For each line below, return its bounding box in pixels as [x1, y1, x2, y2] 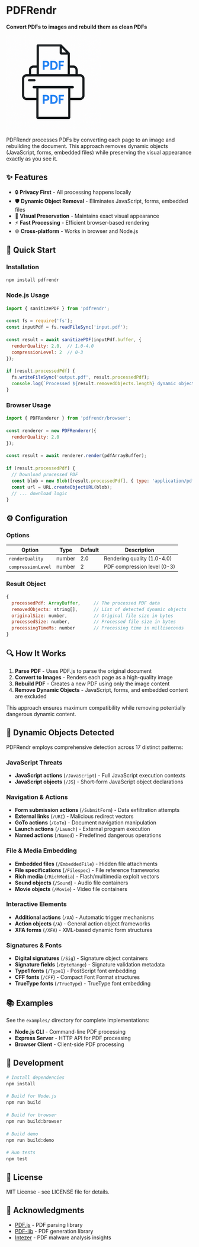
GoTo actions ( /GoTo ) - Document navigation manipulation [14, 819, 157, 826]
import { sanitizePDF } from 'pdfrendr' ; [6, 306, 110, 311]
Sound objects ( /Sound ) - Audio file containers [14, 879, 129, 886]
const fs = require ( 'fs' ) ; [6, 318, 73, 324]
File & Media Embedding [6, 846, 77, 855]
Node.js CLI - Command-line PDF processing [14, 1028, 126, 1035]
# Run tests [6, 1150, 36, 1156]
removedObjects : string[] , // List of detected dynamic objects [11, 606, 187, 612]
